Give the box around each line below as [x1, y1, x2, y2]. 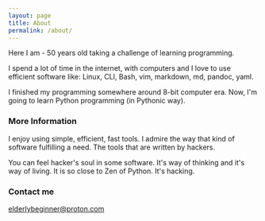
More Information [8, 116, 77, 127]
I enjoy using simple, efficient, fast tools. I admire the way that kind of [8, 134, 236, 143]
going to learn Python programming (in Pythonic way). [8, 96, 186, 106]
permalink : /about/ [8, 26, 73, 34]
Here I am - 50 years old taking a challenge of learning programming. [8, 48, 235, 58]
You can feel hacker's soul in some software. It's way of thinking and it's [8, 157, 245, 167]
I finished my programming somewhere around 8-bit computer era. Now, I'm [8, 87, 258, 97]
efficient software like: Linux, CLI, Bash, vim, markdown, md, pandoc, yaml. [8, 72, 254, 82]
